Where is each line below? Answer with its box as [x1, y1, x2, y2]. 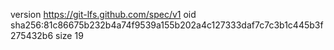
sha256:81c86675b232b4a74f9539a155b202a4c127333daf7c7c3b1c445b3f [10, 19, 324, 31]
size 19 [55, 30, 84, 41]
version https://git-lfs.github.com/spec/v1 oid [10, 9, 197, 20]
